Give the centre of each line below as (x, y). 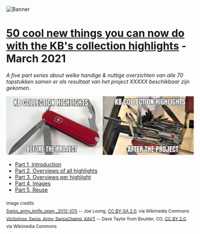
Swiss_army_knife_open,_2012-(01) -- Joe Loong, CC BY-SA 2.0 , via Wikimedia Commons (98, 211)
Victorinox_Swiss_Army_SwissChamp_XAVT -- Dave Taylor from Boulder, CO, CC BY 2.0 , (97, 219)
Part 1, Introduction (38, 164)
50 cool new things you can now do (96, 33)
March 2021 (36, 59)
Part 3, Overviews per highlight (53, 177)
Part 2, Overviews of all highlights (56, 171)
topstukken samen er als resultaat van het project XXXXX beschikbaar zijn (98, 81)
